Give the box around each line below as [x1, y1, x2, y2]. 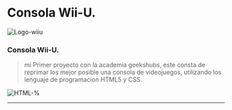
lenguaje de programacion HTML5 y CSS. [23, 75, 143, 84]
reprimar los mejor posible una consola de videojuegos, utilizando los [23, 68, 222, 77]
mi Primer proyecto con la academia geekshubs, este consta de [23, 61, 206, 69]
